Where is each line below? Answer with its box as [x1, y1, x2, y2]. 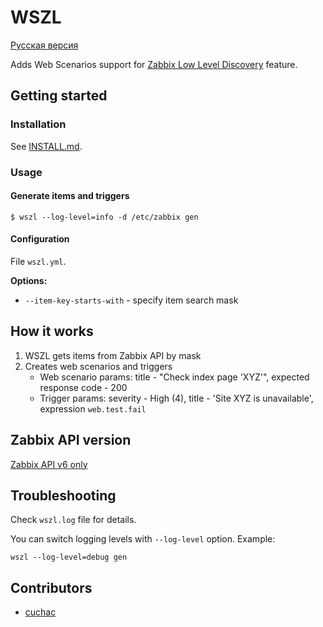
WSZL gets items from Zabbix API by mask [24, 349, 202, 361]
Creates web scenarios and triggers [24, 360, 173, 372]
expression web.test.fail [39, 402, 147, 415]
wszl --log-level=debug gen [10, 552, 128, 563]
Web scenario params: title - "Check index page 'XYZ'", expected [39, 371, 310, 383]
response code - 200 [39, 381, 128, 393]
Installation [10, 117, 67, 131]
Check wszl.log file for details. [10, 514, 137, 526]
